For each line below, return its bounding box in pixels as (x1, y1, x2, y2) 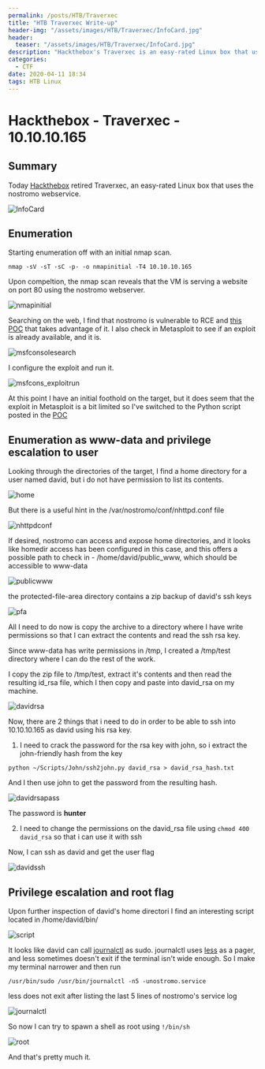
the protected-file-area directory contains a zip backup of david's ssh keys (8, 592, 252, 602)
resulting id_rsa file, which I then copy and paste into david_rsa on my (8, 678, 235, 687)
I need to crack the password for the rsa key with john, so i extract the (19, 740, 248, 750)
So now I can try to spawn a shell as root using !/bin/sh (8, 1022, 191, 1031)
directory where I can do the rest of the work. (8, 654, 156, 664)
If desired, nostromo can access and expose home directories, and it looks (8, 536, 251, 546)
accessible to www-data (8, 561, 88, 571)
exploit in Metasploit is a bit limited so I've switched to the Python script (8, 402, 241, 412)
